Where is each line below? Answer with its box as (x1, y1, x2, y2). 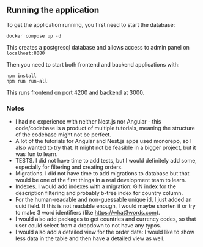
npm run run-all (6, 78, 48, 84)
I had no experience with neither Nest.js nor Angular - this (15, 118, 161, 125)
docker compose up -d (6, 33, 62, 39)
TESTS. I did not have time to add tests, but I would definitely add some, (15, 157, 197, 164)
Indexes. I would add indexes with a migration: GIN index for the (15, 183, 176, 190)
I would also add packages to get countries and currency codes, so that (15, 215, 197, 223)
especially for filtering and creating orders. (15, 163, 124, 171)
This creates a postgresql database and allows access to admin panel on (6, 43, 190, 51)
